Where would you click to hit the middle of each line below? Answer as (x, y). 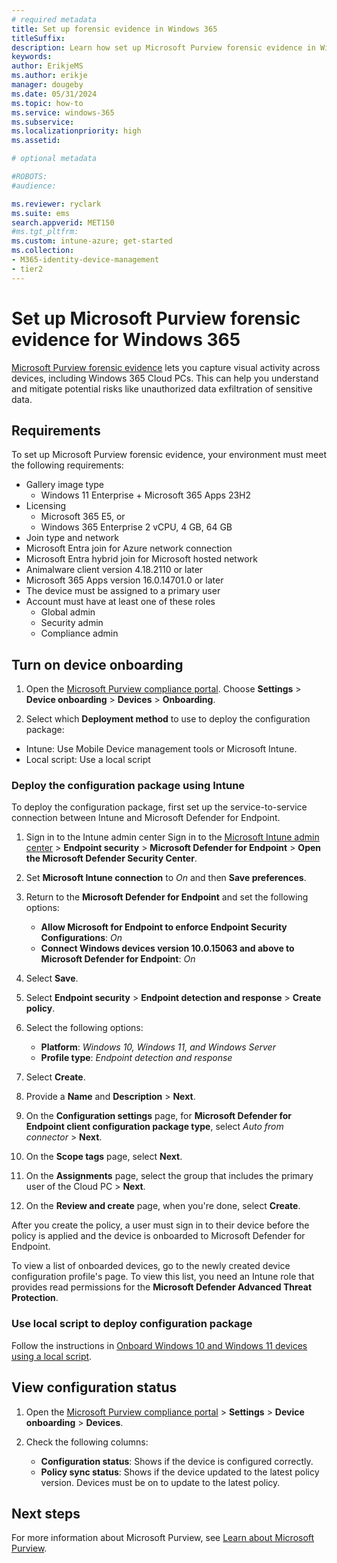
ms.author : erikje (49, 76)
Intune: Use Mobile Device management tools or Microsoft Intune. (161, 749)
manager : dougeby (47, 85)
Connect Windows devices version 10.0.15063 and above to (167, 948)
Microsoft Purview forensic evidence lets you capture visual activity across (166, 367)
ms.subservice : (43, 122)
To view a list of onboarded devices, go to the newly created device (151, 1266)
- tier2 (27, 269)
